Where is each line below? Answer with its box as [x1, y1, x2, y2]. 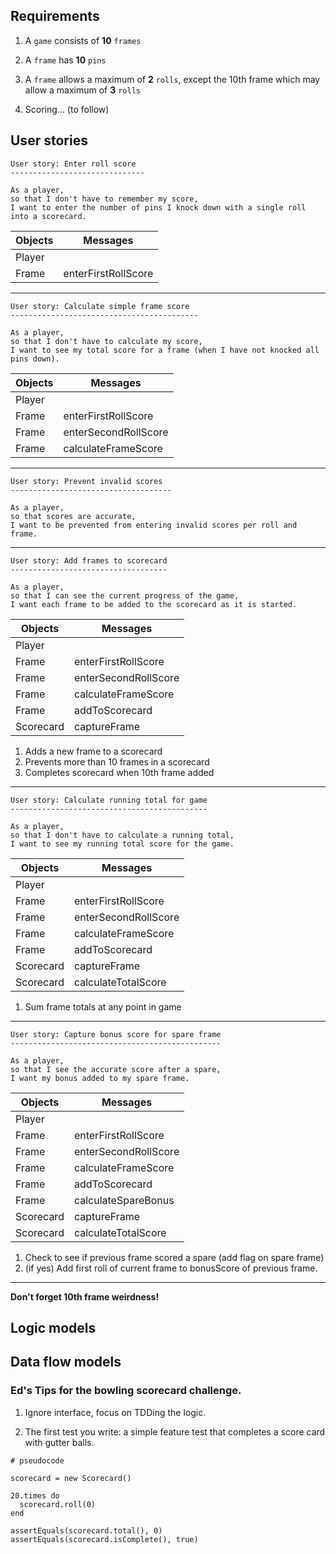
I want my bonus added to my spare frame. [10, 1073, 190, 1083]
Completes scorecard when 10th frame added [24, 766, 215, 778]
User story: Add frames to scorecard [10, 555, 168, 566]
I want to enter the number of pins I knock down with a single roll [10, 202, 307, 213]
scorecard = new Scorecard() [10, 1473, 132, 1483]
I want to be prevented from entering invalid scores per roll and [10, 520, 298, 530]
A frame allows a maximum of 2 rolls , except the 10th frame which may [24, 73, 321, 85]
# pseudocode [10, 1455, 65, 1466]
